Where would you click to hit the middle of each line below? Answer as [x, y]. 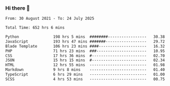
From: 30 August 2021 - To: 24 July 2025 [50, 19]
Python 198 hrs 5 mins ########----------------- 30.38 [85, 37]
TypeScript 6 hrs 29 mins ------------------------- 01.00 [85, 75]
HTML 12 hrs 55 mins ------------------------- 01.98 [85, 65]
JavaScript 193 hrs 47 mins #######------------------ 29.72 [85, 41]
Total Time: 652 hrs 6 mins [35, 28]
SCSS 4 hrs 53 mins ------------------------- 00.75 [85, 79]
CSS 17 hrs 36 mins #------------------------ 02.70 [85, 56]
